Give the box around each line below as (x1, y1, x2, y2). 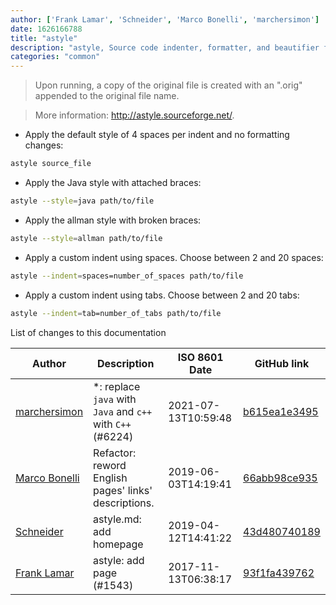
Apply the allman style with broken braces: (24, 214, 202, 226)
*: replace (93, 379, 141, 393)
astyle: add (93, 553, 145, 567)
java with (93, 392, 137, 406)
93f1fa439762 (243, 566, 315, 580)
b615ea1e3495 (243, 404, 319, 418)
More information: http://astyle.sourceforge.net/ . (34, 109, 235, 121)
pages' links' (93, 483, 153, 497)
